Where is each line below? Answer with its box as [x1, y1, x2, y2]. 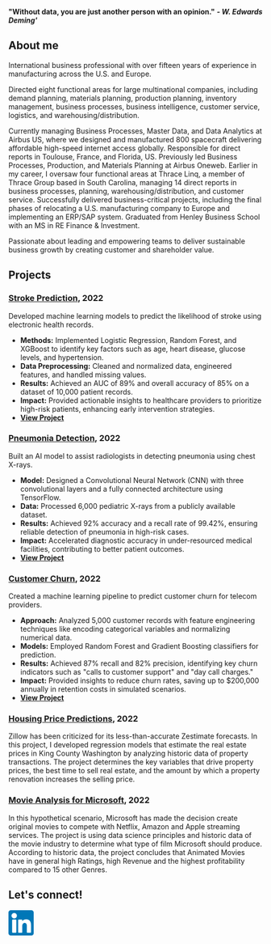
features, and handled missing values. [19, 370, 147, 379]
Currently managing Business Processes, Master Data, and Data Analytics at [8, 125, 262, 136]
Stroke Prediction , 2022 [8, 293, 104, 304]
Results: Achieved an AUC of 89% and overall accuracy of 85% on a [19, 378, 250, 387]
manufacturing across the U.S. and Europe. [8, 69, 152, 78]
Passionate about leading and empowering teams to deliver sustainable [8, 236, 246, 246]
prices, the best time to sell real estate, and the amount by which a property [8, 766, 261, 776]
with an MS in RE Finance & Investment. [8, 220, 140, 230]
